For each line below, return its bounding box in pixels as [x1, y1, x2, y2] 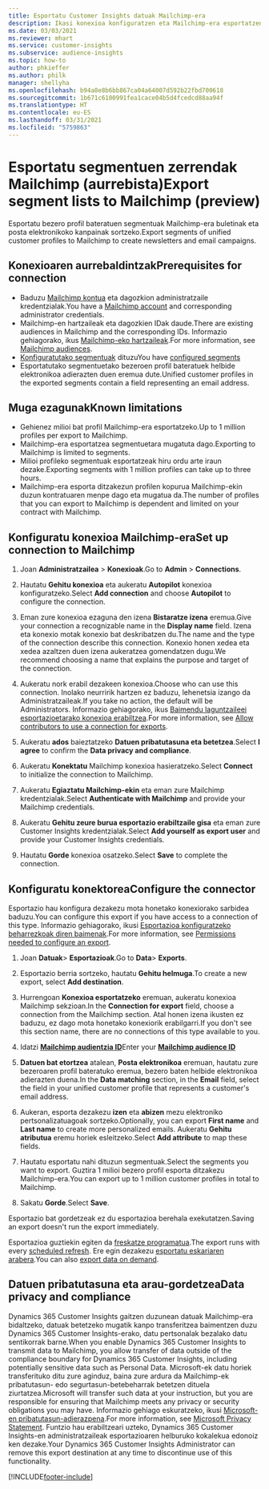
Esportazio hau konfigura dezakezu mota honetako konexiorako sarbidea [8, 903, 250, 913]
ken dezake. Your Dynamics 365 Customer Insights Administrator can [8, 1439, 235, 1449]
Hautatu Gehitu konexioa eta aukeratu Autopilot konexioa [19, 580, 212, 590]
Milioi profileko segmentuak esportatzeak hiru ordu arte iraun [19, 456, 223, 466]
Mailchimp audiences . [19, 344, 93, 353]
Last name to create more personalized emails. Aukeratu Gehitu [19, 1124, 232, 1134]
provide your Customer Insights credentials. [19, 835, 165, 845]
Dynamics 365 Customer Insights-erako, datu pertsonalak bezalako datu [8, 1328, 248, 1338]
